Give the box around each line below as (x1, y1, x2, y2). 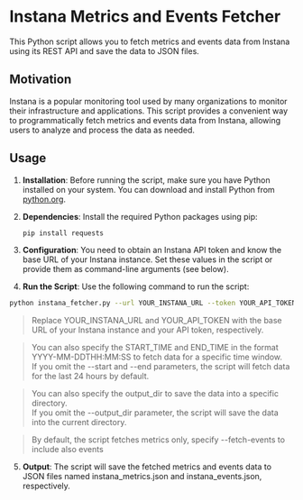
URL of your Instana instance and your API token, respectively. (31, 324, 264, 335)
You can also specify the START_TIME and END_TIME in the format (31, 342, 279, 353)
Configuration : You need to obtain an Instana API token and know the (22, 245, 282, 256)
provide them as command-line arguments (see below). (22, 264, 229, 275)
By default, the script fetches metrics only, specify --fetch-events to (31, 434, 286, 445)
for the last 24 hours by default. (31, 371, 150, 382)
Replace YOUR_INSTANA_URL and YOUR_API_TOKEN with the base (31, 315, 282, 326)
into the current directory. (31, 417, 127, 428)
